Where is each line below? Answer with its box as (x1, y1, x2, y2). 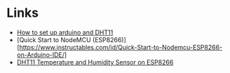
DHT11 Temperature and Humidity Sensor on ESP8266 (16, 58, 174, 66)
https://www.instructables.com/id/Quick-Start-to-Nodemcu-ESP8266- (19, 43, 223, 51)
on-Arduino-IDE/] (16, 51, 67, 59)
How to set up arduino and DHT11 (16, 28, 114, 36)
